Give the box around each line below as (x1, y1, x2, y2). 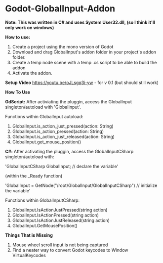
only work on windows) (5, 24, 54, 30)
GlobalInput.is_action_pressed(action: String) (12, 128, 104, 134)
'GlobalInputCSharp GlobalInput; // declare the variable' (5, 163, 119, 169)
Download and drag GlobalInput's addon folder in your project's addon (12, 49, 157, 55)
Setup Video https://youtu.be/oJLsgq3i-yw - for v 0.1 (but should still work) (5, 80, 159, 86)
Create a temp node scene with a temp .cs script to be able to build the (12, 59, 157, 65)
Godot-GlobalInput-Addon (5, 3, 115, 14)
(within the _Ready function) (5, 173, 63, 178)
